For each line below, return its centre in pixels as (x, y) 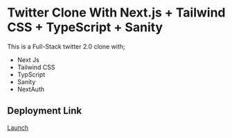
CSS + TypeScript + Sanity (85, 27)
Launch (18, 127)
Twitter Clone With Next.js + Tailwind (116, 13)
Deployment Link (44, 111)
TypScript (31, 75)
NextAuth (31, 89)
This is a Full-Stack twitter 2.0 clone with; (66, 46)
